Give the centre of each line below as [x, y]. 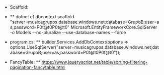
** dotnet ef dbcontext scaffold [42, 17]
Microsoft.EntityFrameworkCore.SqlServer [114, 27]
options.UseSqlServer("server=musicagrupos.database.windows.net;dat [84, 47]
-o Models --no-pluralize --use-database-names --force [68, 32]
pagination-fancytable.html [38, 67]
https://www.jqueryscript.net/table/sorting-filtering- [95, 62]
